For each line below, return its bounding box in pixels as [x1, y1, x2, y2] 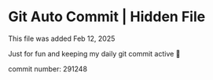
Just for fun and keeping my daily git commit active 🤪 [8, 49, 181, 58]
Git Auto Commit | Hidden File [8, 8, 206, 26]
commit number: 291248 [8, 64, 88, 74]
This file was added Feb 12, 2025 [8, 34, 116, 43]
